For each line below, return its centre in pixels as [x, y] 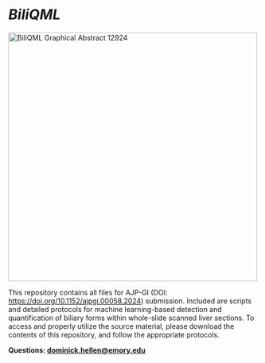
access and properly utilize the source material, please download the [121, 326]
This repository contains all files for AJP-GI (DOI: [88, 292]
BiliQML [35, 15]
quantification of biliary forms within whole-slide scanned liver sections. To [131, 318]
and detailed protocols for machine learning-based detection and [115, 309]
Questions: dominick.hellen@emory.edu [77, 350]
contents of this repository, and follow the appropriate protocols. [114, 334]
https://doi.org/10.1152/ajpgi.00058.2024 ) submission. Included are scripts [130, 301]
